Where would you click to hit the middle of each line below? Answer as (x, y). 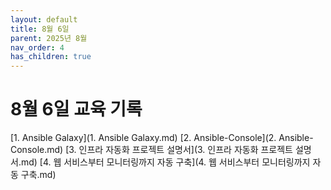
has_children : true (51, 57)
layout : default (44, 19)
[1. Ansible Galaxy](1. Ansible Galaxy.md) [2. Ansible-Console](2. (143, 138)
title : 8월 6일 (40, 29)
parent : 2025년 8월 (49, 38)
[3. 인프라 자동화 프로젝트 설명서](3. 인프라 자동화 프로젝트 (179, 150)
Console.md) (37, 150)
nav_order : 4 (37, 47)
